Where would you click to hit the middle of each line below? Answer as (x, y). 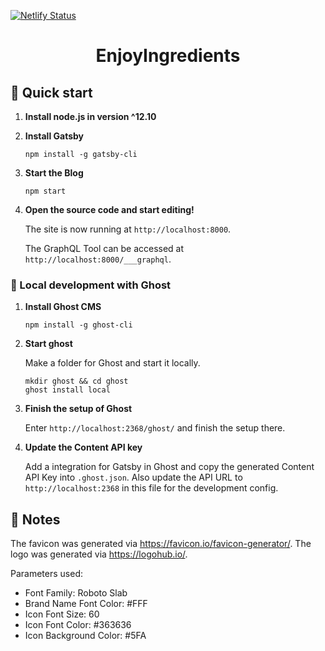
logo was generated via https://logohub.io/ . (99, 554)
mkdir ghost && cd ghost (76, 381)
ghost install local (67, 390)
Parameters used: (46, 574)
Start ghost (48, 344)
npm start (45, 191)
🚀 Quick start (51, 92)
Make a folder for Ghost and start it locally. (112, 363)
